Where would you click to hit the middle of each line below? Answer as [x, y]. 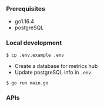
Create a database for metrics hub [56, 66]
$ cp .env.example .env [35, 55]
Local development [34, 43]
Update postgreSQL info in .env [53, 72]
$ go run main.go [27, 83]
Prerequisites [26, 9]
